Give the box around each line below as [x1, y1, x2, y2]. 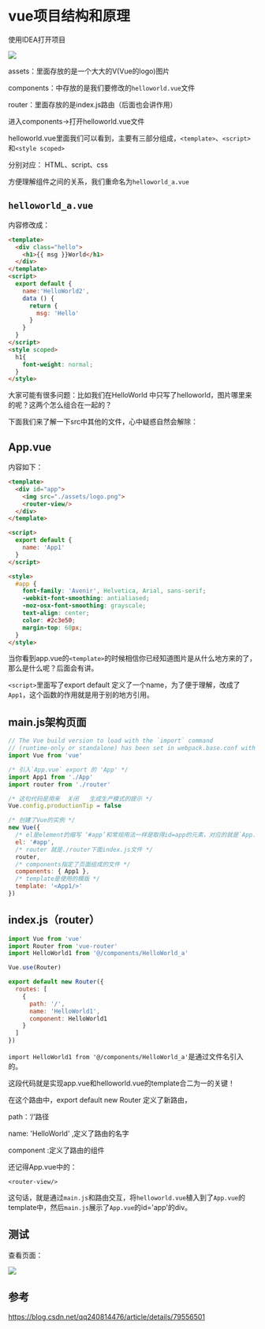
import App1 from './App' [8, 773, 93, 781]
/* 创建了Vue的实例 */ [8, 816, 76, 824]
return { [28, 301, 58, 310]
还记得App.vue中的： [8, 1163, 77, 1172]
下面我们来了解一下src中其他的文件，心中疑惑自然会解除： [8, 417, 199, 427]
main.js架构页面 [8, 715, 87, 729]
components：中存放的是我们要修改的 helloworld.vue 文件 [8, 83, 196, 92]
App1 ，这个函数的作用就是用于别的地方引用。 [8, 690, 154, 700]
